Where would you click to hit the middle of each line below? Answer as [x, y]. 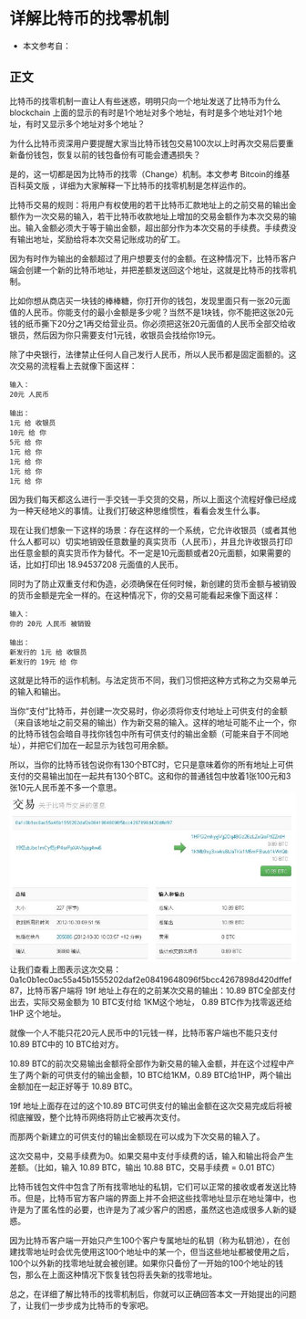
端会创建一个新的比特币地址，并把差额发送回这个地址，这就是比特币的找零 [149, 269]
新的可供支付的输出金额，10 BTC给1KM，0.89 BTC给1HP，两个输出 [166, 1075]
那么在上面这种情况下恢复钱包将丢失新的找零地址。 [121, 1275]
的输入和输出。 [37, 691]
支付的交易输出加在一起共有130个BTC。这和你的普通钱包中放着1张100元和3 [150, 776]
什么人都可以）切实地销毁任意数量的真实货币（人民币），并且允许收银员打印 [151, 541]
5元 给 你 [26, 442]
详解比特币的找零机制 [90, 19]
